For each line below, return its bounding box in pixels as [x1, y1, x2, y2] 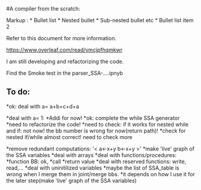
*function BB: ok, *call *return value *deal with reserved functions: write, [6, 158, 187, 165]
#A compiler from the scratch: [6, 5, 80, 12]
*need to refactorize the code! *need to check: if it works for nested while [6, 120, 189, 128]
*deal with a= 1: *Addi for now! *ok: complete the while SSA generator [6, 114, 180, 122]
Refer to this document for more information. [6, 35, 117, 41]
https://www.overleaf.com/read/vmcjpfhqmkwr [6, 46, 123, 53]
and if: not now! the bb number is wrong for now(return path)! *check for [6, 127, 186, 134]
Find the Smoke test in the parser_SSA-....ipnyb [6, 70, 123, 77]
